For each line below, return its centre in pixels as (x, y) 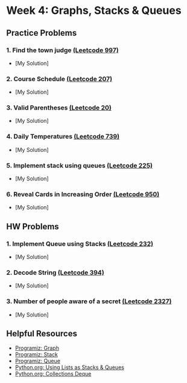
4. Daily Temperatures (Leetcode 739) (63, 137)
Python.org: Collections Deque (53, 374)
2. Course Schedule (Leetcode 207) (59, 79)
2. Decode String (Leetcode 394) (55, 272)
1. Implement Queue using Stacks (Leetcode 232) (80, 244)
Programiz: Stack (36, 355)
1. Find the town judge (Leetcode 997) (62, 50)
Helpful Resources (42, 334)
